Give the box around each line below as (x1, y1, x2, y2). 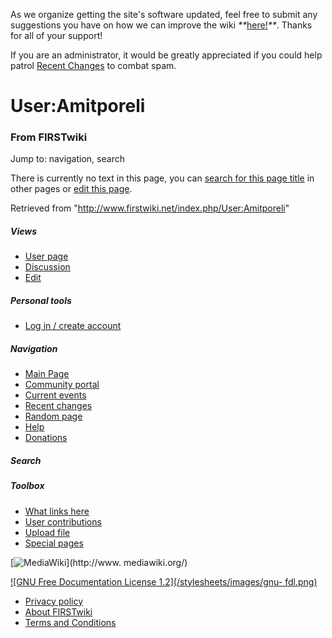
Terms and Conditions (24, 616, 117, 628)
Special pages (24, 537, 84, 549)
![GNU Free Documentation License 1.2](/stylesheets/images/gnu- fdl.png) (10, 575, 318, 588)
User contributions (24, 515, 102, 528)
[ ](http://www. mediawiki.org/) (10, 556, 188, 568)
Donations (24, 432, 68, 444)
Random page (24, 410, 83, 423)
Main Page (24, 368, 70, 380)
